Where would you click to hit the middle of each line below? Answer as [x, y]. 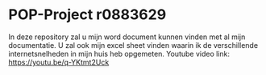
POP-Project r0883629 [87, 15]
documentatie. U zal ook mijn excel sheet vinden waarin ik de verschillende [133, 45]
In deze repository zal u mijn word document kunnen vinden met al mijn [127, 37]
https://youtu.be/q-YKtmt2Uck [59, 62]
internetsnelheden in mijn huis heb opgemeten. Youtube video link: [119, 53]
